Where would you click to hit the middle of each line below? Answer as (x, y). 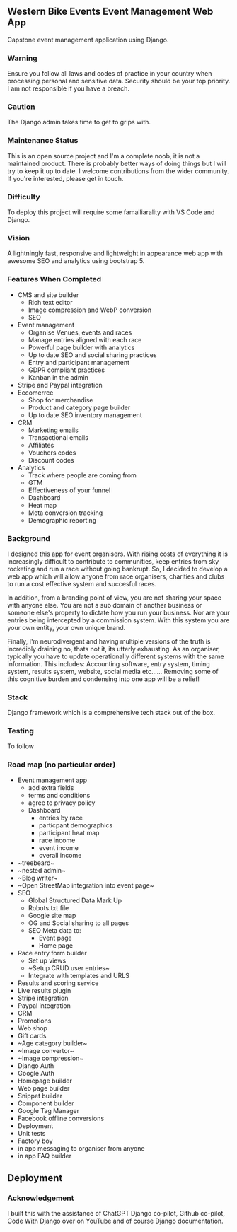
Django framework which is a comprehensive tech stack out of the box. (111, 713)
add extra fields (51, 787)
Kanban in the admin (58, 377)
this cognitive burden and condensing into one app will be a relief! (104, 679)
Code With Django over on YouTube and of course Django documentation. (116, 1221)
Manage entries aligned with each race (85, 339)
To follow (21, 746)
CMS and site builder (48, 295)
